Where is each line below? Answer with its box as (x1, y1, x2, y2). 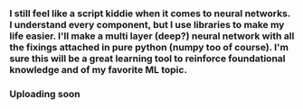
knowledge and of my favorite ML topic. (9, 63, 188, 76)
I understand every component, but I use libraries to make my (9, 18, 285, 31)
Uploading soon (9, 87, 80, 100)
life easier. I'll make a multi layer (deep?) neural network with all (9, 30, 295, 42)
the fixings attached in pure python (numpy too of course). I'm (9, 41, 289, 53)
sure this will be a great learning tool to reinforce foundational (9, 52, 287, 65)
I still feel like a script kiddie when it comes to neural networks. (9, 7, 291, 20)
